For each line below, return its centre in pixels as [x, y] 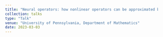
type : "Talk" [18, 18]
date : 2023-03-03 [23, 27]
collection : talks [24, 14]
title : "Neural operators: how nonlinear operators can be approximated [80, 9]
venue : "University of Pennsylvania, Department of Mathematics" [72, 23]
